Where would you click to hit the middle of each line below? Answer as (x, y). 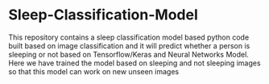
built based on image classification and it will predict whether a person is (129, 45)
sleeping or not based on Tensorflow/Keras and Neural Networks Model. (129, 54)
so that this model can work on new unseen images (94, 71)
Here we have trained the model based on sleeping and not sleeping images (134, 63)
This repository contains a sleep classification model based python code (129, 37)
